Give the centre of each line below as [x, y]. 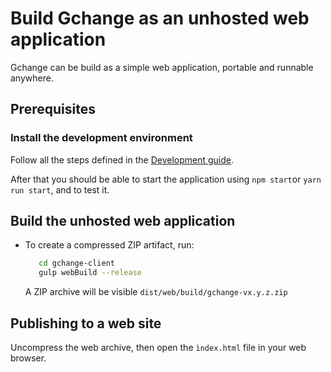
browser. [28, 358]
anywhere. [32, 78]
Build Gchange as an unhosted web [160, 18]
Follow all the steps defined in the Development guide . [122, 159]
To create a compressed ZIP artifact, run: [109, 245]
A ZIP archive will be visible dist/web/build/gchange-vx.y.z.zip [156, 292]
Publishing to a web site [86, 323]
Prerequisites [53, 109]
